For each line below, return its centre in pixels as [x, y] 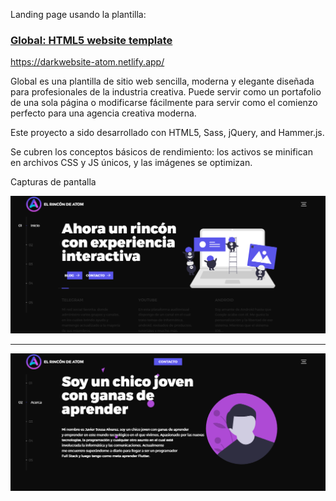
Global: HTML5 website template [91, 40]
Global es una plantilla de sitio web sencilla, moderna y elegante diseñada [162, 81]
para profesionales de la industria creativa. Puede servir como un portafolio [166, 92]
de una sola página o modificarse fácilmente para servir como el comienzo [164, 103]
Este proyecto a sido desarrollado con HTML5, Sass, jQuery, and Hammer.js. [167, 133]
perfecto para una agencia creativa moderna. [103, 113]
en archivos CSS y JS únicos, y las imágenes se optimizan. [131, 163]
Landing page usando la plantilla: [78, 14]
